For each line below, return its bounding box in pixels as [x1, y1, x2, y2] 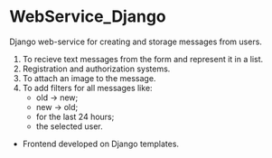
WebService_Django [9, 6, 167, 27]
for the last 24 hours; [35, 111, 115, 122]
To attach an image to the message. [22, 72, 156, 83]
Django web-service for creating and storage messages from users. [9, 36, 262, 47]
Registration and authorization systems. [22, 63, 171, 74]
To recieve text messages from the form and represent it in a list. [22, 53, 264, 64]
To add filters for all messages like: [22, 82, 153, 93]
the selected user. [35, 120, 104, 132]
